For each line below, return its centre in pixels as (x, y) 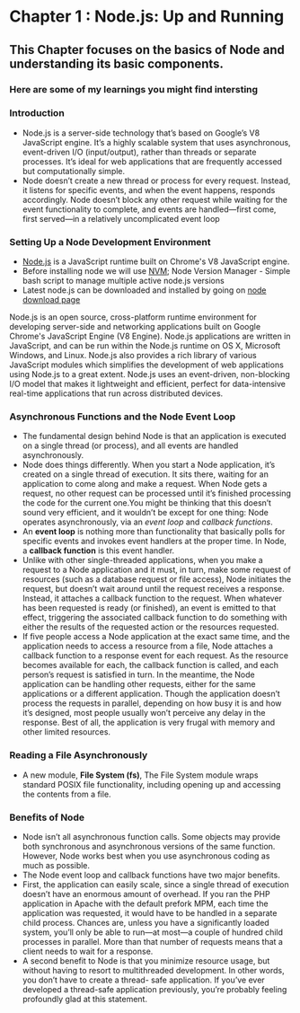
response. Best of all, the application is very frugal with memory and (149, 722)
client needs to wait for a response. (88, 951)
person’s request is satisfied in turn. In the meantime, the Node (138, 674)
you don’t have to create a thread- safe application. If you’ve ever (143, 980)
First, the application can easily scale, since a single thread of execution (155, 884)
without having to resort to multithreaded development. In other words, (153, 970)
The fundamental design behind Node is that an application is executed (154, 436)
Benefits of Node (47, 817)
